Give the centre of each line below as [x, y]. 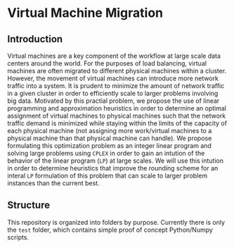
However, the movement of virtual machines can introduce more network [113, 78]
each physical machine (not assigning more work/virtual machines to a [110, 131]
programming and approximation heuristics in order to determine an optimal [117, 108]
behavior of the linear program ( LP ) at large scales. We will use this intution [115, 161]
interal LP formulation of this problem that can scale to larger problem [108, 175]
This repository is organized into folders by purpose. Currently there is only [116, 222]
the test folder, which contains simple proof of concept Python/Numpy [110, 230]
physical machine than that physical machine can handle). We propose [110, 138]
